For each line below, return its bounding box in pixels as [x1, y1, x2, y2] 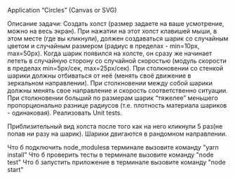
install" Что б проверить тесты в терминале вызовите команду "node [7, 150, 214, 159]
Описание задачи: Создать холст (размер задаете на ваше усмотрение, [7, 20, 224, 27]
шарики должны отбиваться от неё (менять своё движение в [7, 71, 192, 80]
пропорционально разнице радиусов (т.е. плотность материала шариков [7, 101, 227, 109]
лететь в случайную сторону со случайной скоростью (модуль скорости [7, 57, 227, 65]
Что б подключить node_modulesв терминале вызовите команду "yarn [7, 143, 219, 151]
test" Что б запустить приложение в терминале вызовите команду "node [7, 158, 226, 166]
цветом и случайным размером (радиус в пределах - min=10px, [7, 42, 200, 50]
